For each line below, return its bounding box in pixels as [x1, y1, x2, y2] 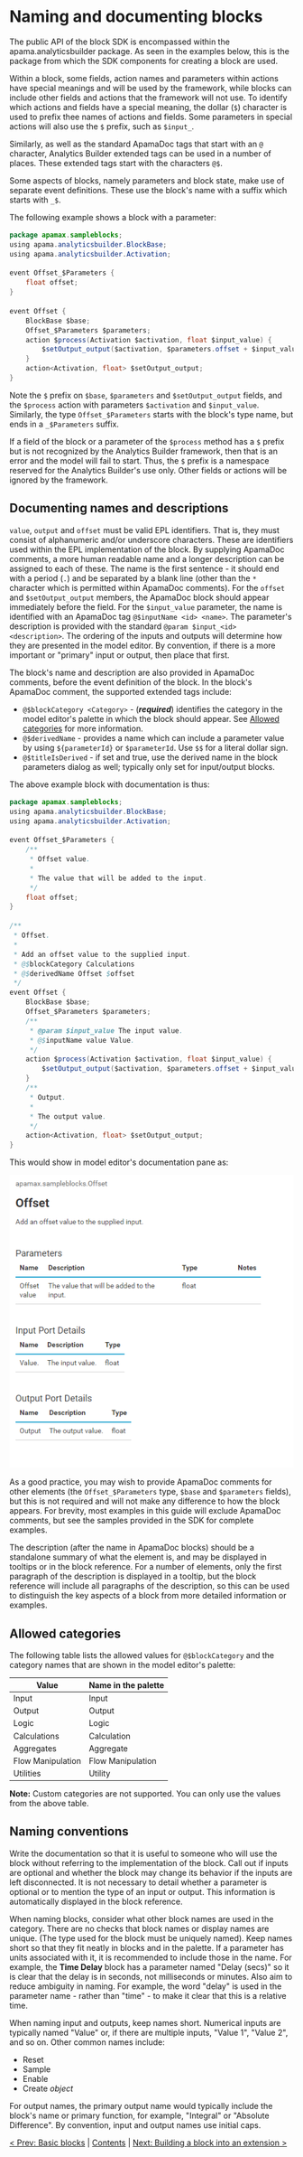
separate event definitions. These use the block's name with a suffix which [9, 184, 288, 195]
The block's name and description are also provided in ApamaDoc [9, 667, 255, 678]
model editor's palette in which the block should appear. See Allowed [22, 713, 280, 724]
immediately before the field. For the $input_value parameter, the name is [9, 601, 282, 612]
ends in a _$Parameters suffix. [9, 418, 120, 429]
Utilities [13, 1768, 41, 1779]
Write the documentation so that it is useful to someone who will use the [9, 1848, 278, 1859]
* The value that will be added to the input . [29, 874, 207, 883]
